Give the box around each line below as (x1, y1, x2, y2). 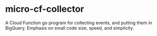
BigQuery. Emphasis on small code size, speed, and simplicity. (5, 25, 134, 31)
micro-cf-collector (5, 3, 84, 15)
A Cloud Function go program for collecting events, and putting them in (5, 20, 152, 26)
